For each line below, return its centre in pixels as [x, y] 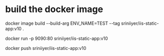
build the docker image [54, 9]
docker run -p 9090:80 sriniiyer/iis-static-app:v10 [57, 38]
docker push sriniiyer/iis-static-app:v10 [46, 48]
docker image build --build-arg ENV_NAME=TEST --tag [63, 23]
